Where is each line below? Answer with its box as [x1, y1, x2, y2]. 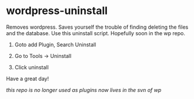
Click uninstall [14, 63, 49, 71]
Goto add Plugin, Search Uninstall [14, 41, 96, 48]
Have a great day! [6, 75, 49, 82]
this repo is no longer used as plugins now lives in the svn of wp [6, 86, 162, 93]
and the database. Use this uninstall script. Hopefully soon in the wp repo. [6, 29, 186, 36]
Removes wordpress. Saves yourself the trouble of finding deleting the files [6, 23, 189, 30]
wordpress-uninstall [6, 4, 108, 18]
